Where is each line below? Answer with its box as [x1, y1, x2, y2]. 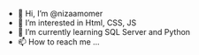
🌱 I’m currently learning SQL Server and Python [17, 27, 191, 37]
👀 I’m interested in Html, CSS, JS [17, 17, 137, 28]
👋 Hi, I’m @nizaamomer [17, 9, 103, 18]
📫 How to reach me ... [17, 37, 100, 47]
